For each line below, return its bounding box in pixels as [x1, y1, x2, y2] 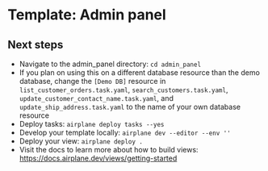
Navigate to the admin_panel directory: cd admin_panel [19, 59, 202, 69]
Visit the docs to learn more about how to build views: [19, 145, 199, 154]
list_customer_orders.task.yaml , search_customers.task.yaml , [19, 85, 228, 94]
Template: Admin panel [7, 6, 166, 24]
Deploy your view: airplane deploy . [19, 136, 143, 146]
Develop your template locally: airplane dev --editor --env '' [19, 127, 231, 137]
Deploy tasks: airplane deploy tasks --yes [19, 119, 165, 128]
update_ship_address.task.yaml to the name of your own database [19, 102, 241, 111]
